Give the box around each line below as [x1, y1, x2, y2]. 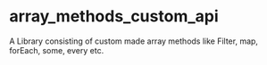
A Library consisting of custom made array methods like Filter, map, [9, 36, 259, 46]
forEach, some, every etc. [9, 45, 104, 55]
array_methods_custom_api [9, 6, 219, 27]
